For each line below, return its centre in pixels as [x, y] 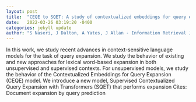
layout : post [22, 11]
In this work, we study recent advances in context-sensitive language [90, 50]
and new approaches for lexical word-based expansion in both [81, 62]
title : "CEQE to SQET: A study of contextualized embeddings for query [96, 17]
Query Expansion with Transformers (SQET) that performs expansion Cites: [97, 87]
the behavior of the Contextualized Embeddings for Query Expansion [89, 75]
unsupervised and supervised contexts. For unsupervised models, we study [97, 68]
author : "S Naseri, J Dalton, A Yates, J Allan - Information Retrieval [96, 33]
